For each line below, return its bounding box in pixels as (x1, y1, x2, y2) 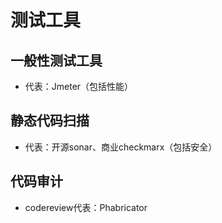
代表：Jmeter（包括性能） (24, 81, 134, 92)
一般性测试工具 (10, 52, 103, 69)
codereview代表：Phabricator (24, 201, 148, 213)
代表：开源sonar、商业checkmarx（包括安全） (24, 141, 218, 153)
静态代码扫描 (10, 112, 90, 130)
